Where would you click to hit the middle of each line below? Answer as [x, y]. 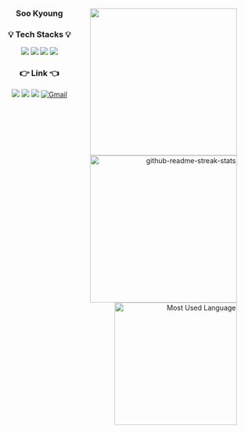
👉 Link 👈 [40, 73]
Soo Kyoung [40, 13]
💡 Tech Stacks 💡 [40, 34]
